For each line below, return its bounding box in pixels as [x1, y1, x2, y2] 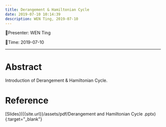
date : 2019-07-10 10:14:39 [5, 12, 61, 17]
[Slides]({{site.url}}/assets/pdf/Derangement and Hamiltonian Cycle [5, 111, 143, 117]
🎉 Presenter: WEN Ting [5, 30, 51, 36]
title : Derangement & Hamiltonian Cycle [5, 7, 90, 12]
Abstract [5, 61, 42, 72]
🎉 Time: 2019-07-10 [5, 39, 44, 45]
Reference [5, 95, 48, 106]
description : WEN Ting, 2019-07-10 [5, 16, 79, 21]
